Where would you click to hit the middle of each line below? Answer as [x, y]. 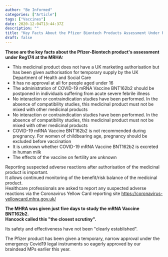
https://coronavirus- [142, 193]
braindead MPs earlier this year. [38, 249]
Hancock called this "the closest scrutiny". [51, 219]
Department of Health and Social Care [52, 77]
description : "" [22, 28]
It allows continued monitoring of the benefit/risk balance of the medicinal [81, 177]
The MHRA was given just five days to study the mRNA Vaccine [72, 208]
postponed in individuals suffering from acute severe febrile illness [81, 93]
